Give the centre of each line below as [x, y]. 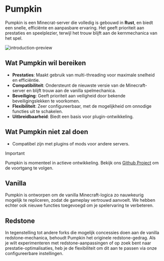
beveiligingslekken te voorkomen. [46, 101]
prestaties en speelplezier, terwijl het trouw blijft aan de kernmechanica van [81, 33]
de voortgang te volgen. [29, 168]
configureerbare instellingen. [34, 254]
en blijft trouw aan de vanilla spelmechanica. [71, 90]
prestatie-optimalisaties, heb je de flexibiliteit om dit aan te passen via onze [81, 248]
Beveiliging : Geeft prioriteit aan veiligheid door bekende [69, 95]
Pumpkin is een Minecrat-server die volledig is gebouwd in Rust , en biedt [79, 23]
